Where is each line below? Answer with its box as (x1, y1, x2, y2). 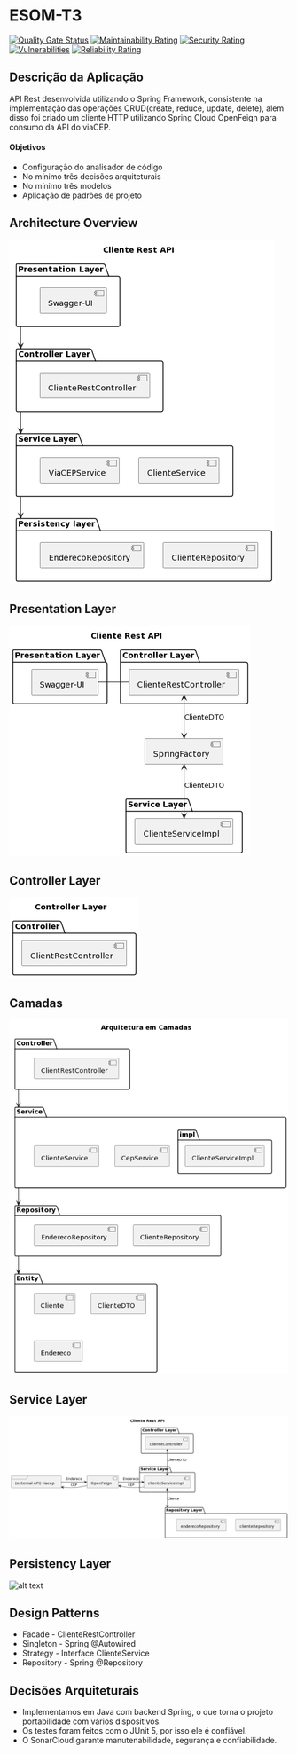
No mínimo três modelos (21, 180, 113, 191)
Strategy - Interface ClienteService (21, 1648, 151, 1659)
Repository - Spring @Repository (21, 1657, 144, 1668)
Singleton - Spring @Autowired (21, 1639, 136, 1649)
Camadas (9, 995, 64, 1011)
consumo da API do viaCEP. (9, 122, 111, 132)
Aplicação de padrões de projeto (21, 190, 142, 201)
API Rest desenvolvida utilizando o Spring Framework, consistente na (9, 93, 263, 104)
